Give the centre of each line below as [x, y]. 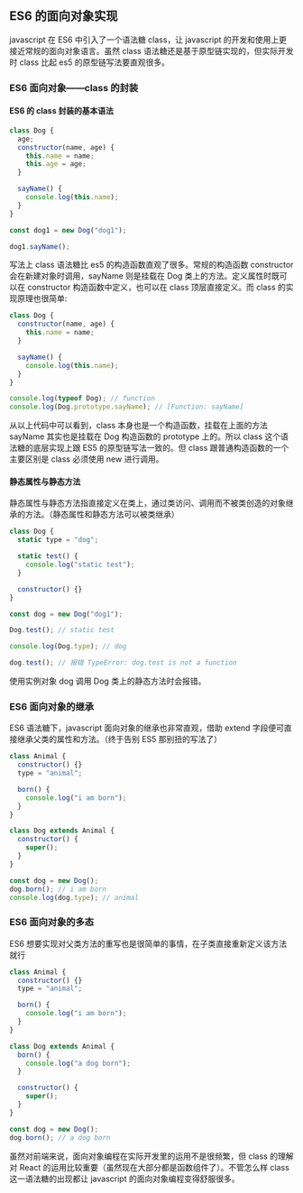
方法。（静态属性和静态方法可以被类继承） [102, 514]
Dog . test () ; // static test [62, 630]
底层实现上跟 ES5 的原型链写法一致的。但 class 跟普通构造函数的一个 [161, 448]
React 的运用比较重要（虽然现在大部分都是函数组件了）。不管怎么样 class [155, 1167]
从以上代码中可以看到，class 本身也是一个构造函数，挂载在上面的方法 [138, 426]
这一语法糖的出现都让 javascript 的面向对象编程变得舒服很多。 [124, 1179]
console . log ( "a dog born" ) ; [78, 1063]
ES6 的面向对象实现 [64, 16]
